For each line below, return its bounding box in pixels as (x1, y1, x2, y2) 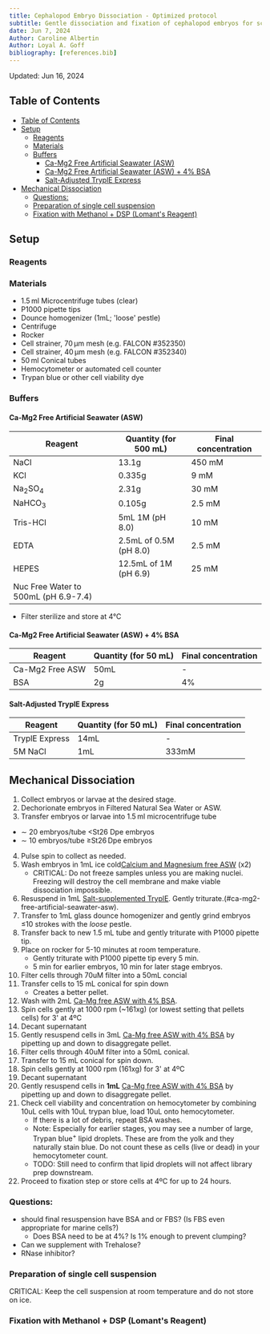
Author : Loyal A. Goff (9, 42, 85, 50)
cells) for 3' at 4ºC (20, 1013, 83, 1023)
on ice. (9, 1296, 32, 1305)
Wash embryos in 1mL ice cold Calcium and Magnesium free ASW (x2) (20, 859, 252, 870)
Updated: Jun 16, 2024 (9, 71, 85, 80)
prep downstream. (32, 1167, 94, 1177)
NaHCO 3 (13, 497, 46, 510)
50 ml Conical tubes (20, 356, 87, 366)
